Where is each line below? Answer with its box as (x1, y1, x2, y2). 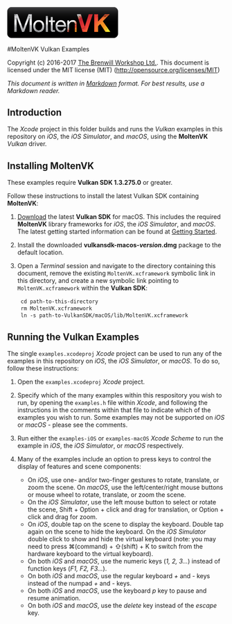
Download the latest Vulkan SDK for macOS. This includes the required (17, 213, 222, 221)
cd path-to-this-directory (20, 298, 98, 305)
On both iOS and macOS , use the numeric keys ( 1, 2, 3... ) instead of (27, 557, 220, 565)
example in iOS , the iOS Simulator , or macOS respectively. (17, 441, 184, 450)
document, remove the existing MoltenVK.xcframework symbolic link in (17, 269, 216, 277)
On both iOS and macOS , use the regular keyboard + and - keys (27, 572, 211, 580)
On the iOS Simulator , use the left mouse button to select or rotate (27, 498, 217, 506)
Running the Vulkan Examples (7, 331, 140, 343)
